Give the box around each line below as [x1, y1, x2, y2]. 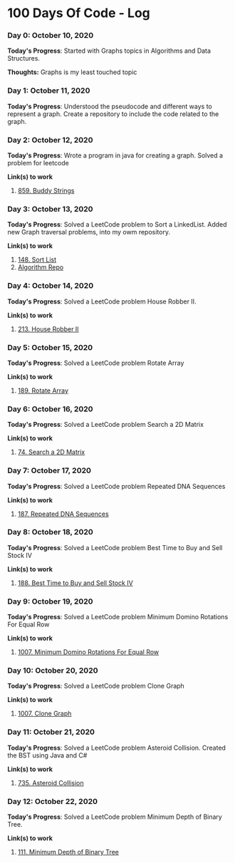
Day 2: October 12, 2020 [7, 135, 93, 145]
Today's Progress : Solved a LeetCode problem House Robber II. [7, 297, 197, 306]
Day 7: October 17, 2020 [7, 465, 91, 475]
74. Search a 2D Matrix [17, 448, 85, 457]
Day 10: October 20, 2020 [7, 666, 98, 676]
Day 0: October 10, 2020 [7, 31, 94, 41]
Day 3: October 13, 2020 [7, 205, 94, 214]
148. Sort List [17, 255, 57, 264]
